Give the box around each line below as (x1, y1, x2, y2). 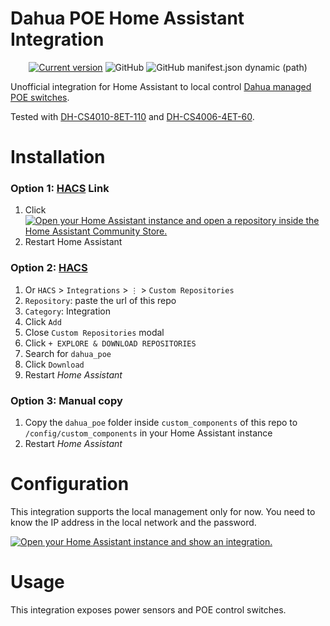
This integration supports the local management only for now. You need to (10, 505, 316, 517)
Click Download (24, 358, 85, 370)
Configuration (10, 473, 130, 496)
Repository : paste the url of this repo (24, 294, 177, 306)
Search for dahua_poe (24, 347, 112, 359)
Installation (10, 146, 106, 169)
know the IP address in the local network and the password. (10, 516, 257, 528)
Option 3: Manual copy (10, 393, 123, 407)
